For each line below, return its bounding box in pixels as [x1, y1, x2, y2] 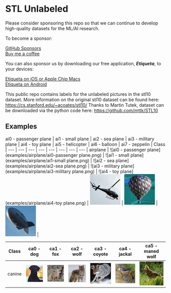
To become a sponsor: [5, 35, 52, 41]
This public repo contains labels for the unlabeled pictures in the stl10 [5, 91, 151, 97]
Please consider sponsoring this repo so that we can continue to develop [5, 20, 159, 26]
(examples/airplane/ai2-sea [5, 163, 63, 169]
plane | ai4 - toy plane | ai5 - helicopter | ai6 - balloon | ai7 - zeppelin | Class [5, 141, 165, 147]
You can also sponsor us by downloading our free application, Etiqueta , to [5, 60, 161, 66]
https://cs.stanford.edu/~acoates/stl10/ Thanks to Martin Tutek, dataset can [5, 102, 164, 108]
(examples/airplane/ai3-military [5, 168, 71, 174]
